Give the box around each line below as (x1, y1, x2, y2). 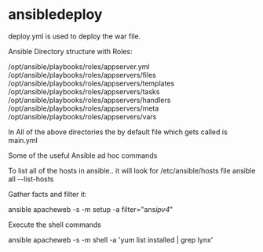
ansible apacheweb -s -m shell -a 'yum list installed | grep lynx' (8, 235, 214, 244)
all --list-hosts (8, 174, 54, 184)
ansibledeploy (8, 5, 103, 24)
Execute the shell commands (8, 220, 102, 229)
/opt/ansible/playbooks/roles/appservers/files (8, 70, 157, 79)
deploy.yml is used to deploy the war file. (8, 31, 141, 41)
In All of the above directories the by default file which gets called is (8, 127, 228, 137)
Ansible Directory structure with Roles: (8, 46, 133, 56)
